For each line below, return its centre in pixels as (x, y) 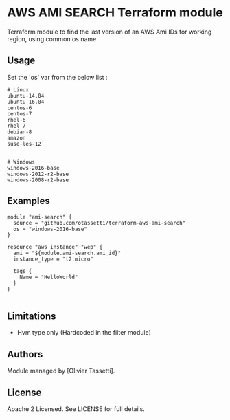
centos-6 (20, 108)
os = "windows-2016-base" (50, 229)
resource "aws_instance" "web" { (55, 247)
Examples (28, 201)
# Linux (18, 90)
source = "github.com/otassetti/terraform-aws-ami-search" (100, 223)
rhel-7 (16, 126)
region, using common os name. (53, 38)
